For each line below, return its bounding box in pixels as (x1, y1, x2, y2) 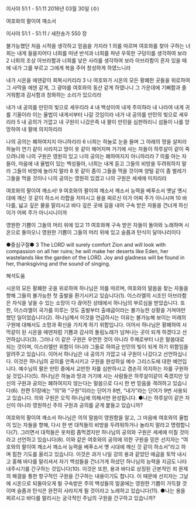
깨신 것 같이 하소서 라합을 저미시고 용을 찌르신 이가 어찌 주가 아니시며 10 (16, 195, 181, 201)
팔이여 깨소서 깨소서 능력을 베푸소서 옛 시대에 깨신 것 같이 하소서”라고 (21, 443, 180, 450)
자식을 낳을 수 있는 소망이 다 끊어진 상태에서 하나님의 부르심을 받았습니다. (12, 299, 180, 306)
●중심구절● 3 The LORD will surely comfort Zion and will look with (6, 242, 166, 248)
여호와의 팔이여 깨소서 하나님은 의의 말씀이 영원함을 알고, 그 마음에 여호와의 (6, 414, 178, 421)
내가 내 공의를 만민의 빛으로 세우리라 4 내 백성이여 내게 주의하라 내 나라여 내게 (6, 104, 184, 111)
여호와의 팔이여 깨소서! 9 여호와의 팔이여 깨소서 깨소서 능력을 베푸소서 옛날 (6, 187, 177, 194)
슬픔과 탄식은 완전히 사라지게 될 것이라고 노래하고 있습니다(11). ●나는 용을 (16, 487, 185, 494)
